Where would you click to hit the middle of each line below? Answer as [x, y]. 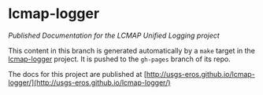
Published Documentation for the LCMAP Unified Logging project [114, 35]
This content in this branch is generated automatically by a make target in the [132, 50]
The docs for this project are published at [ [78, 74]
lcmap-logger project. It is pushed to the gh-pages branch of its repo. [119, 59]
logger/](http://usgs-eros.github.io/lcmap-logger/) [89, 82]
